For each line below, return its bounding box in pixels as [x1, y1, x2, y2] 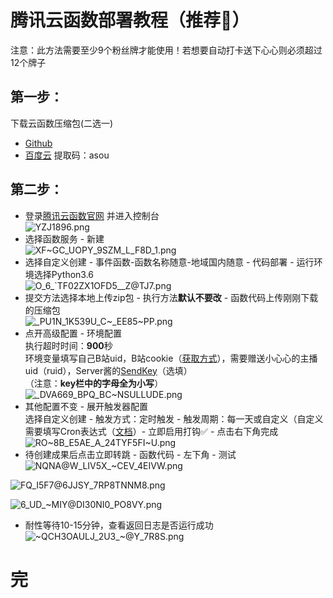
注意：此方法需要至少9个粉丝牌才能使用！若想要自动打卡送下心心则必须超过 [10, 44, 323, 56]
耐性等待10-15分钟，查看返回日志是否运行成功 [24, 519, 214, 531]
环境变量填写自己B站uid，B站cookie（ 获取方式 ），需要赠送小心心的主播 [24, 352, 318, 364]
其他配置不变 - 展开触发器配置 [24, 400, 149, 412]
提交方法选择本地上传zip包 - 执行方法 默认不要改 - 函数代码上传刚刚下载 [24, 291, 319, 303]
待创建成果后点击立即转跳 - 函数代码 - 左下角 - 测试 [24, 448, 237, 460]
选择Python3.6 [33, 268, 95, 280]
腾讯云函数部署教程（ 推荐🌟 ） [10, 9, 250, 32]
